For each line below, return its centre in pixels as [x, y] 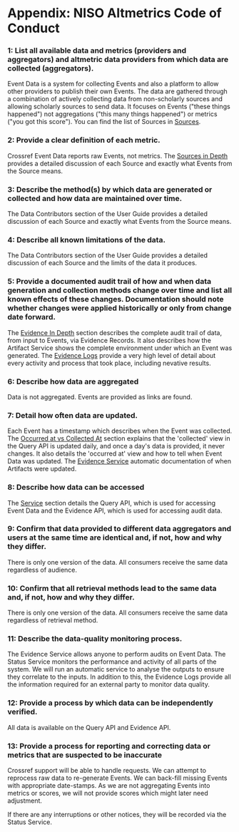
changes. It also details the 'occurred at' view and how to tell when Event [115, 453]
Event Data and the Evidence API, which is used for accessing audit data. [115, 510]
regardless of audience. [42, 570]
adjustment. [25, 801]
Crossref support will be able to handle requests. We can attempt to [107, 771]
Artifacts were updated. [42, 469]
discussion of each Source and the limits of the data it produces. [102, 263]
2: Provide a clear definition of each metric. [84, 140]
